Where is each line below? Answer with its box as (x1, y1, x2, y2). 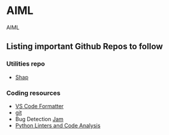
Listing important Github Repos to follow (6, 41, 164, 52)
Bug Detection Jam (15, 115, 64, 122)
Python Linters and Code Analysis (15, 122, 101, 129)
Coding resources (6, 89, 61, 97)
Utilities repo (6, 60, 45, 68)
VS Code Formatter (15, 102, 64, 109)
